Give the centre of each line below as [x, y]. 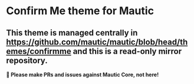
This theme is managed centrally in [72, 33]
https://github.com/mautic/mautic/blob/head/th [97, 42]
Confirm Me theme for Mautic [80, 11]
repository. [27, 60]
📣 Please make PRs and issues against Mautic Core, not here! [83, 75]
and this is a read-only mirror [127, 51]
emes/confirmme [39, 51]
